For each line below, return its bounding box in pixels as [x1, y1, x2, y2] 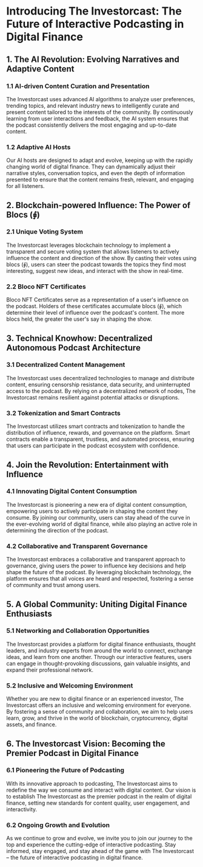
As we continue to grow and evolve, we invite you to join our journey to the [6, 835, 193, 842]
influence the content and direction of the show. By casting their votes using [6, 254, 197, 261]
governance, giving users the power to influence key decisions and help [6, 562, 187, 569]
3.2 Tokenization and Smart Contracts [6, 409, 121, 417]
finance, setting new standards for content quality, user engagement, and [6, 799, 190, 806]
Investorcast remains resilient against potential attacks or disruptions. [6, 393, 180, 401]
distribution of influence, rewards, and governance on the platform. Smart [6, 429, 190, 437]
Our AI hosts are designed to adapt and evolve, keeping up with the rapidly [6, 156, 193, 164]
